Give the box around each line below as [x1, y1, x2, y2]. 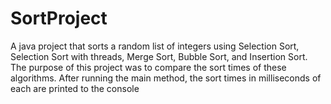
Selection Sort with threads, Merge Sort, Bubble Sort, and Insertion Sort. [10, 50, 308, 62]
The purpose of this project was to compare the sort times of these [10, 61, 287, 73]
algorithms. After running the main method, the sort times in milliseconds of [10, 72, 322, 84]
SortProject [10, 7, 108, 30]
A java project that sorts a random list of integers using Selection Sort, [10, 40, 300, 52]
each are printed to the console [10, 82, 140, 94]
